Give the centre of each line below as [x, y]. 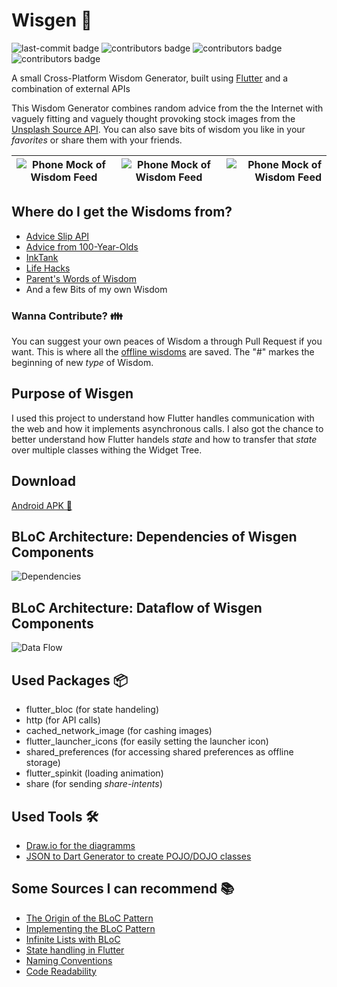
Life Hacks [48, 268]
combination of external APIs [71, 88]
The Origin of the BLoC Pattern [89, 918]
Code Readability [61, 971]
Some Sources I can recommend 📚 [123, 889]
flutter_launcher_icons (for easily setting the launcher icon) [147, 741]
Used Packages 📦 [69, 680]
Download [43, 481]
